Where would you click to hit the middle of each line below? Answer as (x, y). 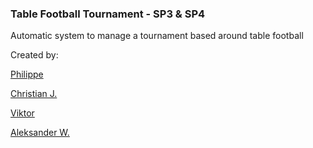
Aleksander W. (40, 133)
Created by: (34, 55)
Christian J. (34, 94)
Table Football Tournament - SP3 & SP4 (108, 14)
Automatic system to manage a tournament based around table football (157, 36)
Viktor (22, 113)
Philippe (27, 74)
